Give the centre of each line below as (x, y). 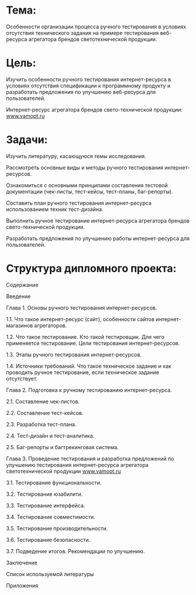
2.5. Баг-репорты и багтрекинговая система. (62, 447)
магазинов (20, 325)
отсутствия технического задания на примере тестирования (82, 32)
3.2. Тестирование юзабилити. (44, 494)
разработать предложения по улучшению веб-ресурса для (81, 91)
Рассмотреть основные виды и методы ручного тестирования (85, 167)
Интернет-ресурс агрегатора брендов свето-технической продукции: (94, 109)
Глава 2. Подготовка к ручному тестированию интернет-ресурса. (89, 390)
